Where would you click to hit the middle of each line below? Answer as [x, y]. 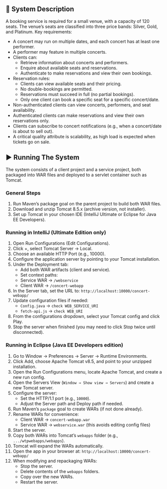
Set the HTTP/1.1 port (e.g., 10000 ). [55, 398]
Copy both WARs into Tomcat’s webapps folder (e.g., [65, 435]
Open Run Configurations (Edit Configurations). [61, 243]
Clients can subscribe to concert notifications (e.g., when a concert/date [87, 126]
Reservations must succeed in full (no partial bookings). [77, 94]
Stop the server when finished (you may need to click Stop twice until [84, 327]
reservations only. [31, 120]
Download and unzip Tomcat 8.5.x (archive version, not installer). [79, 209]
